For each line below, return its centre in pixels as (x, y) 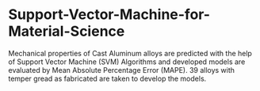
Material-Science (67, 31)
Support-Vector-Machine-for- (109, 15)
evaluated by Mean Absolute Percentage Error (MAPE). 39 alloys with (122, 70)
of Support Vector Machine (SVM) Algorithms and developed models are (127, 62)
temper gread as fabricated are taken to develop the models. (107, 78)
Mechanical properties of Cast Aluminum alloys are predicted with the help (130, 53)
